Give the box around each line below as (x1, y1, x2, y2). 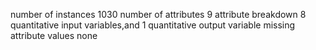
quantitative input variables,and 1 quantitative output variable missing (10, 19, 296, 31)
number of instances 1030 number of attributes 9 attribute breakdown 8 (10, 9, 307, 20)
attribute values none (10, 30, 98, 41)
